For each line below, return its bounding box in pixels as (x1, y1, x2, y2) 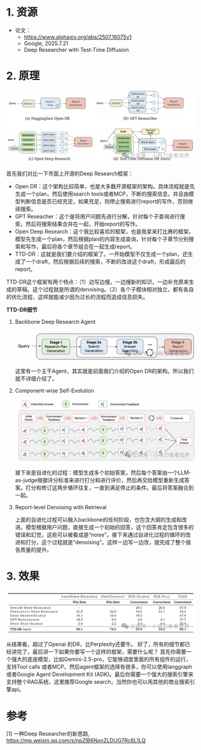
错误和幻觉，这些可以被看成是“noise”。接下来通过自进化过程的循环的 (14, 531, 186, 538)
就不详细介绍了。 (14, 374, 58, 382)
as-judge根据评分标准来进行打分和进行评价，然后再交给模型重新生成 (14, 476, 185, 483)
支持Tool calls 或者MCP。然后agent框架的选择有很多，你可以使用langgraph (6, 663, 193, 671)
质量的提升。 (20, 546, 52, 553)
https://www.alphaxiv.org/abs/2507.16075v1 (23, 33, 132, 40)
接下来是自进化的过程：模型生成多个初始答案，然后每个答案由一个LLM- (14, 469, 191, 476)
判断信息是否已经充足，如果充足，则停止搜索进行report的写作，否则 (20, 197, 188, 205)
